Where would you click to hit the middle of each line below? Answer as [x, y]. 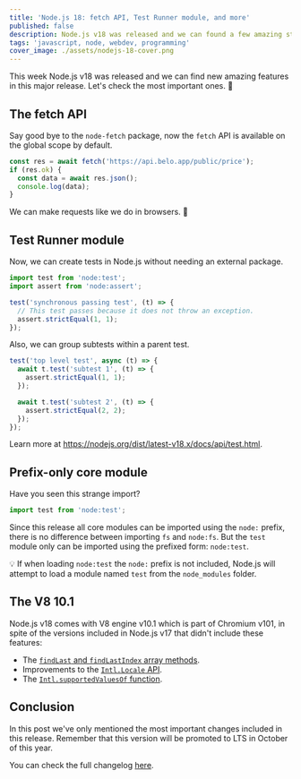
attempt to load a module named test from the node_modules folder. [133, 574]
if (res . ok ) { [36, 170]
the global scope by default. [61, 145]
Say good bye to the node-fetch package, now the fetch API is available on [147, 135]
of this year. [31, 748]
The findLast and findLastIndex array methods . [111, 660]
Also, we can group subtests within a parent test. [99, 345]
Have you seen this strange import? [75, 494]
